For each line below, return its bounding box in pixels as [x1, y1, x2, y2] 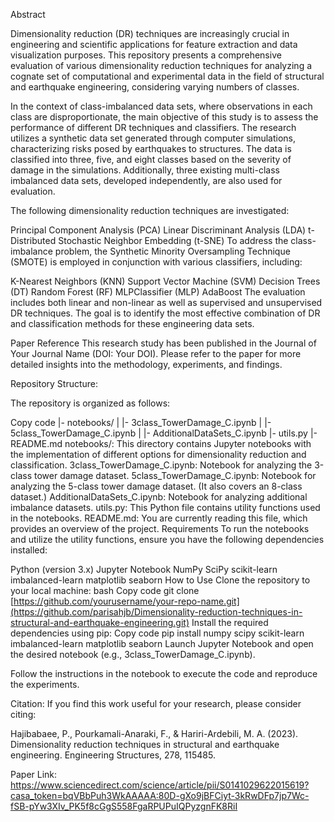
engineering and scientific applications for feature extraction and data [10, 39, 298, 50]
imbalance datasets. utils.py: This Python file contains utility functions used [10, 502, 321, 513]
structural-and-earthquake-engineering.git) [10, 617, 190, 628]
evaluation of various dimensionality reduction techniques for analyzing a [10, 60, 313, 71]
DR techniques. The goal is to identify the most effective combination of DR [10, 307, 321, 319]
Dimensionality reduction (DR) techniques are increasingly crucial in [10, 28, 290, 39]
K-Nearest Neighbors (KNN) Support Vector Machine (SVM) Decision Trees [10, 275, 321, 287]
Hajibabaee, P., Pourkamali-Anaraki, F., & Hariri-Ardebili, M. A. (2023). [10, 728, 299, 739]
